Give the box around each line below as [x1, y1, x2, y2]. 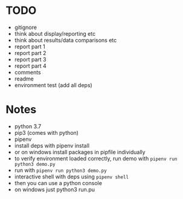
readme [14, 75, 34, 82]
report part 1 [14, 43, 46, 50]
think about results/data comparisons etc [14, 36, 117, 44]
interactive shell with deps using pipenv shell [14, 173, 129, 180]
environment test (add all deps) [14, 81, 93, 88]
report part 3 [14, 56, 47, 63]
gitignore [14, 24, 37, 31]
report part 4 [14, 62, 47, 70]
